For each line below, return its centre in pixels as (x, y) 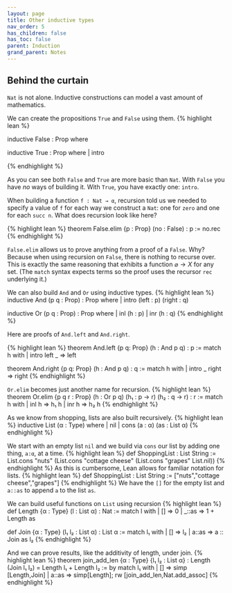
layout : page (26, 14)
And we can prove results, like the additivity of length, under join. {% (105, 553)
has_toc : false (29, 40)
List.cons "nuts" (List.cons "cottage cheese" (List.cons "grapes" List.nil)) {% (116, 460)
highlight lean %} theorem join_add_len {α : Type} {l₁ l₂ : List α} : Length (109, 560)
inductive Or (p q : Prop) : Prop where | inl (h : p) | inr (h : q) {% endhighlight (115, 313)
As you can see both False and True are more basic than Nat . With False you (116, 179)
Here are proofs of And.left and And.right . (69, 334)
